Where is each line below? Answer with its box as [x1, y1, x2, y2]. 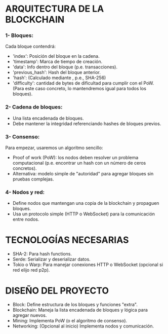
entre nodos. [12, 216, 39, 222]
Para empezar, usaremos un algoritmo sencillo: [5, 145, 103, 151]
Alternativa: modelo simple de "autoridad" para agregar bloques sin [12, 171, 154, 177]
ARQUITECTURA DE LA [5, 3, 104, 15]
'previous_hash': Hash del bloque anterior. [12, 69, 101, 76]
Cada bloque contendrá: [5, 44, 56, 50]
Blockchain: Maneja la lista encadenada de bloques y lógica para [12, 307, 148, 313]
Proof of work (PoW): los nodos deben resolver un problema [12, 155, 139, 161]
